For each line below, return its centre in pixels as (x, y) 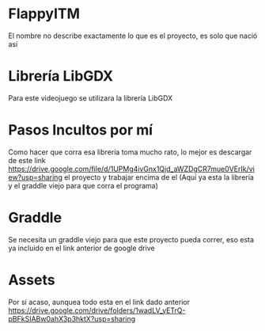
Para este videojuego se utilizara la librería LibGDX (91, 98)
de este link (27, 160)
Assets (32, 280)
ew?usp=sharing (36, 177)
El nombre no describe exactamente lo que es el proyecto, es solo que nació (133, 36)
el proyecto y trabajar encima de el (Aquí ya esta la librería (159, 177)
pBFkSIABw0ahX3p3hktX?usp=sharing (72, 318)
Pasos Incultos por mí (80, 130)
